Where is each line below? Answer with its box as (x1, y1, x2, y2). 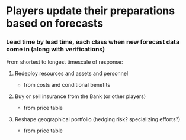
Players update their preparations (6, 4, 175, 18)
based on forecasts (6, 17, 104, 30)
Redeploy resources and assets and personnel (14, 70, 129, 77)
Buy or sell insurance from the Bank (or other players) (14, 93, 146, 100)
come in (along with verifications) (6, 45, 105, 54)
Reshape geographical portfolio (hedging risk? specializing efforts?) (14, 116, 181, 123)
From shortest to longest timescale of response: (6, 58, 123, 66)
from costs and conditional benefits (23, 82, 111, 89)
